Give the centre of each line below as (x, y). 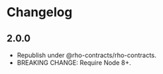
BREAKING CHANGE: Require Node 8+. (74, 63)
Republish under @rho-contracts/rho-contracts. (86, 55)
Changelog (40, 12)
